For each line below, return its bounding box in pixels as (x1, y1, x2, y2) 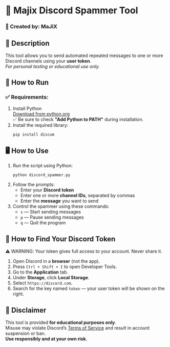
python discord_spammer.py (12, 172, 71, 178)
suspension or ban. (5, 331, 46, 337)
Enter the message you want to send (20, 198, 99, 204)
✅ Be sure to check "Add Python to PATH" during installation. (12, 116, 144, 122)
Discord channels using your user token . (5, 57, 92, 64)
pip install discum (12, 132, 55, 137)
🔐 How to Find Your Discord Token (5, 235, 116, 243)
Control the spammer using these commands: (12, 203, 110, 209)
